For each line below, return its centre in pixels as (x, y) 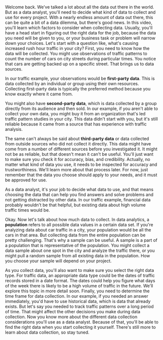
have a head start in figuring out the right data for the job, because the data (81, 33)
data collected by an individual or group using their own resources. (72, 84)
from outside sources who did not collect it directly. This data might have (78, 144)
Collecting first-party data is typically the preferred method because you (78, 89)
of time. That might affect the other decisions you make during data (73, 312)
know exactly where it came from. (39, 94)
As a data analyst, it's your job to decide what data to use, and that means (79, 189)
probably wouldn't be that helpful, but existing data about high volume (75, 205)
